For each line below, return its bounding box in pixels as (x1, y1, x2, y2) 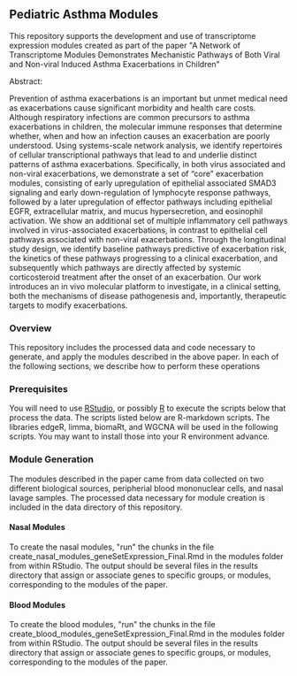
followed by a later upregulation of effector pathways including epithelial (9, 196, 272, 207)
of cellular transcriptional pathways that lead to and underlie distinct (9, 150, 258, 160)
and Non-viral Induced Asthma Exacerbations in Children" (9, 58, 221, 69)
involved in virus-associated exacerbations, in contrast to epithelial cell (9, 225, 268, 235)
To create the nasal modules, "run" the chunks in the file (9, 542, 215, 552)
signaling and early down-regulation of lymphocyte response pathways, (9, 187, 271, 197)
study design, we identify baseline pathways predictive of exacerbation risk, (9, 243, 287, 254)
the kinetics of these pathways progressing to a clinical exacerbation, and (9, 252, 278, 264)
